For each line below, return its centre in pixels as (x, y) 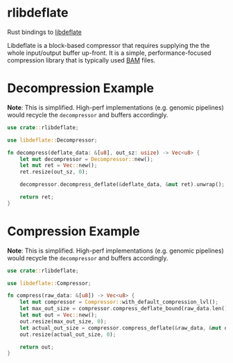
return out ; (37, 347)
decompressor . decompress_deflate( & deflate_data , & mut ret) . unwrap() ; (122, 185)
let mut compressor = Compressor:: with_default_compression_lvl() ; (119, 302)
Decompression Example (81, 88)
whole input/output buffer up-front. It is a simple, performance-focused (109, 53)
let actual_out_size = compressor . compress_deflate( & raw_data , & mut (121, 328)
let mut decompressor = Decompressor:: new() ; (87, 159)
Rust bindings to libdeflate (44, 32)
